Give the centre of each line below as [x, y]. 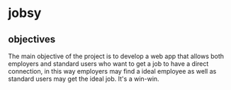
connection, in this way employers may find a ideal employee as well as [112, 71]
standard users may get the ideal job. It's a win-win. [84, 79]
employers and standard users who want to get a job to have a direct [108, 64]
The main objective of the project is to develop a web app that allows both [116, 56]
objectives [32, 39]
